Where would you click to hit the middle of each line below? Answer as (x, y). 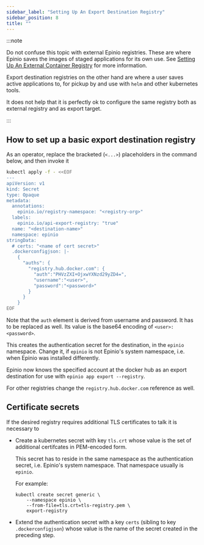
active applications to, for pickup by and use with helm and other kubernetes (102, 84)
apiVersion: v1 (26, 183)
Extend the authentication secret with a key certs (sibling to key (95, 522)
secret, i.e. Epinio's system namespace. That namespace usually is (100, 465)
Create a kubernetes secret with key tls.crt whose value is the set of (103, 440)
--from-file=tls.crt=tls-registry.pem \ (78, 505)
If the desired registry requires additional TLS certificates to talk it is (92, 422)
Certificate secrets (43, 407)
